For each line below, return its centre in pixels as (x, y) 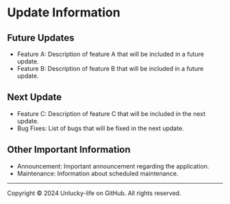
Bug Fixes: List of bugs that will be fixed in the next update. (100, 128)
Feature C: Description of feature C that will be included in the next (111, 113)
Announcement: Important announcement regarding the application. (113, 166)
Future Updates (41, 38)
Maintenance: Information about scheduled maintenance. (98, 173)
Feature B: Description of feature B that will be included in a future (110, 69)
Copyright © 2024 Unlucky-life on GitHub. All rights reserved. (94, 193)
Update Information (64, 13)
